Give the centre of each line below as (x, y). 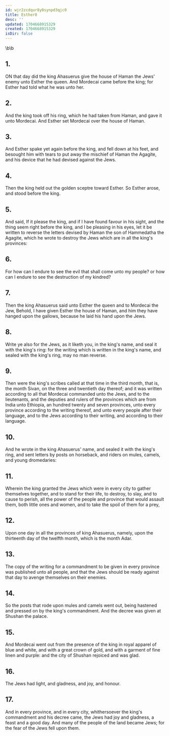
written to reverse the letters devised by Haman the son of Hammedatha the (85, 232)
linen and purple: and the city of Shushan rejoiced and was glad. (73, 655)
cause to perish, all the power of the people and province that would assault (85, 499)
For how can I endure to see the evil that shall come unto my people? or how (85, 271)
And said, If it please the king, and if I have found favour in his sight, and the (85, 222)
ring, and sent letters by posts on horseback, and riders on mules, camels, (83, 455)
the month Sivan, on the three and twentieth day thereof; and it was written (84, 389)
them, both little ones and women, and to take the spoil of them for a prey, (82, 505)
